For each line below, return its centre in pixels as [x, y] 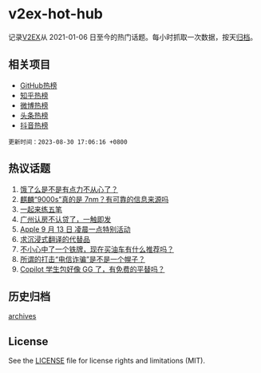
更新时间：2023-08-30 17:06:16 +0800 [68, 142]
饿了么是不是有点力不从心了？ [69, 189]
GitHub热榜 [38, 85]
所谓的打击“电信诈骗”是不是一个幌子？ [83, 259]
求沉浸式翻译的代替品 [55, 239]
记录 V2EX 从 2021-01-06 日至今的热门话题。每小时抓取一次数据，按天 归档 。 [133, 37]
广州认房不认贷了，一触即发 [65, 219]
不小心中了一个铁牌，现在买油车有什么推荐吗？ [97, 249]
